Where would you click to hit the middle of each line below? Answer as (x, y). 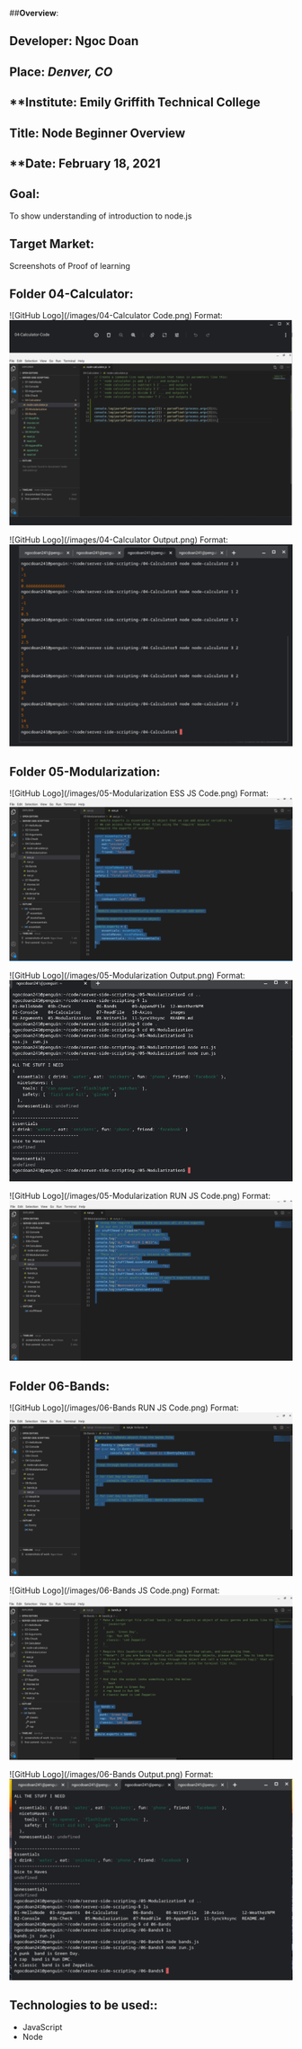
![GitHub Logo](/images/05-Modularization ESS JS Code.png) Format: (139, 793)
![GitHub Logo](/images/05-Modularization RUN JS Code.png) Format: (140, 1196)
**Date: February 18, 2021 (85, 163)
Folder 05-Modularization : (85, 771)
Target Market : (52, 244)
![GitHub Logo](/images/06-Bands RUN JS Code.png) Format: (124, 1408)
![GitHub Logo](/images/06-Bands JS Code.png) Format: (115, 1590)
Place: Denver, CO (61, 72)
